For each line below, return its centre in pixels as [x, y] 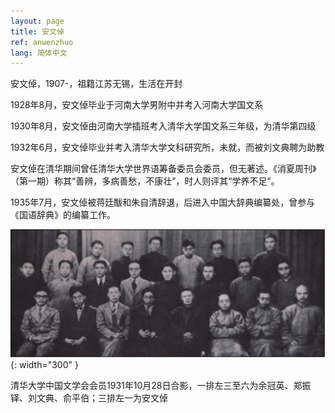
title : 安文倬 [37, 31]
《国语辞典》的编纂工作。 [63, 215]
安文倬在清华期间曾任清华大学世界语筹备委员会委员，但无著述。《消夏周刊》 [163, 169]
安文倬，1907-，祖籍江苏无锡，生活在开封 [96, 84]
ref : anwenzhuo [42, 42]
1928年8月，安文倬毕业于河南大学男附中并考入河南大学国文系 [137, 105]
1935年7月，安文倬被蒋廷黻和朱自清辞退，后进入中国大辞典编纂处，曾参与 [163, 202]
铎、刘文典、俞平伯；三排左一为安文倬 [89, 398]
